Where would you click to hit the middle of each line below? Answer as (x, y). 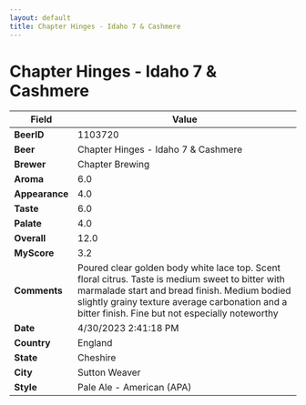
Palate (28, 224)
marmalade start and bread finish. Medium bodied (184, 290)
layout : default (40, 18)
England (95, 343)
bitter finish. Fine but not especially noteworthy (178, 313)
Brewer (30, 165)
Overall (30, 238)
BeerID (29, 135)
